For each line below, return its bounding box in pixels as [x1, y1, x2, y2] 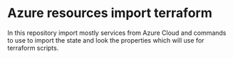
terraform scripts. [7, 43, 59, 52]
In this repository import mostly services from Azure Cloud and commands [7, 28, 227, 37]
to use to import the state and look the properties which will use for [7, 36, 204, 44]
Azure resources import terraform [7, 5, 212, 21]
